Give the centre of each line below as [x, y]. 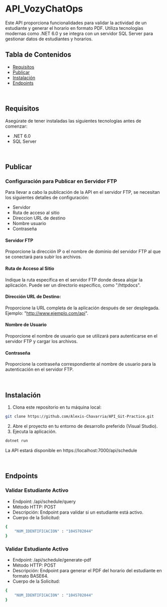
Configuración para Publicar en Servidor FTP [61, 181]
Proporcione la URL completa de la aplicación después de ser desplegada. [82, 308]
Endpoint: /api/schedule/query [44, 501]
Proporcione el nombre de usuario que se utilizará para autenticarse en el [81, 336]
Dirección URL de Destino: [33, 297]
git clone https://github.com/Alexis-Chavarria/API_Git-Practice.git [80, 417]
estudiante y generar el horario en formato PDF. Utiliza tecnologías [74, 28]
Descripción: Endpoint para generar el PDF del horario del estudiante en [87, 571]
